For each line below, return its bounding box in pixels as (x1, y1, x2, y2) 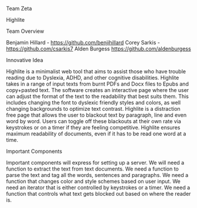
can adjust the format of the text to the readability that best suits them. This (6, 93, 189, 100)
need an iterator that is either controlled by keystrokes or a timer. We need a (6, 184, 191, 191)
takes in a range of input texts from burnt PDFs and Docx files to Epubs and (6, 80, 189, 87)
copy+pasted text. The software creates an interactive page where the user (6, 87, 189, 93)
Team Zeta (6, 5, 32, 12)
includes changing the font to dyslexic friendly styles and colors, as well (6, 99, 181, 106)
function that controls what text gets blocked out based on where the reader (6, 190, 191, 197)
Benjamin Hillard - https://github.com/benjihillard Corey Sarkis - (6, 39, 161, 46)
